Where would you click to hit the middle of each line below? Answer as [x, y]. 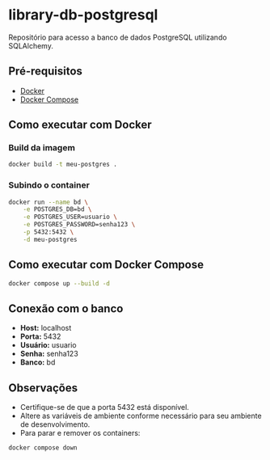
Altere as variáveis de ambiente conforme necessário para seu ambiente [141, 416]
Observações [43, 388]
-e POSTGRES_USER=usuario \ [70, 217]
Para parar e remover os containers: [80, 433]
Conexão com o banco [66, 308]
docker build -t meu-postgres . [63, 165]
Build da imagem [42, 148]
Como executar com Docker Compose [106, 265]
